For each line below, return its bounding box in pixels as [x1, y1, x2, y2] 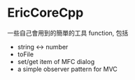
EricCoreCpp [7, 5, 84, 21]
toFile [17, 50, 34, 58]
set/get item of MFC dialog [17, 57, 95, 65]
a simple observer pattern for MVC [17, 65, 118, 73]
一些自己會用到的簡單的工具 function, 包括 [7, 29, 129, 37]
